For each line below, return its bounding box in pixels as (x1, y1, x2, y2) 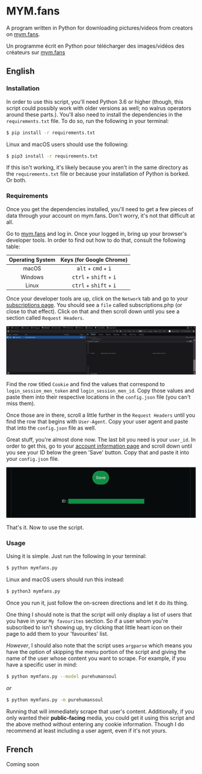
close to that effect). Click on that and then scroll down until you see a (6, 308, 180, 315)
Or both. (6, 177, 27, 184)
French (6, 744, 33, 755)
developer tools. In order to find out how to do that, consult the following (6, 236, 186, 244)
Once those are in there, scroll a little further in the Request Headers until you (6, 411, 195, 419)
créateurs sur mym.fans (6, 48, 66, 56)
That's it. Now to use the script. (6, 524, 84, 531)
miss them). (6, 400, 35, 407)
